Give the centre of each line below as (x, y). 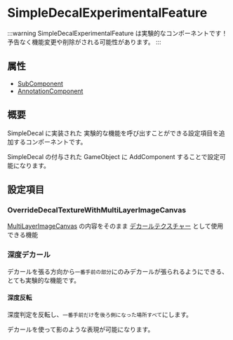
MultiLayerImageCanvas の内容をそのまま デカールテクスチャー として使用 (115, 226)
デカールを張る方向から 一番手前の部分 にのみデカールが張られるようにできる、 (118, 271)
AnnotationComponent (50, 91)
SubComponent (40, 83)
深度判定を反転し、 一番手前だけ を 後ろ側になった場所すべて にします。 (100, 314)
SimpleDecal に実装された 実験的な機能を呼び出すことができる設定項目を (113, 133)
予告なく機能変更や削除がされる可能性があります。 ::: (84, 42)
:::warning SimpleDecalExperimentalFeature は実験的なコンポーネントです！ (118, 33)
